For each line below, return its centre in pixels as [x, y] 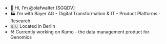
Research [20, 21]
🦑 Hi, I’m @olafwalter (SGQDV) [43, 8]
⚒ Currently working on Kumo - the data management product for [80, 32]
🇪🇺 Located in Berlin [33, 26]
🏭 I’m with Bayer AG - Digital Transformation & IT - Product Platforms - [85, 13]
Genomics [21, 37]
